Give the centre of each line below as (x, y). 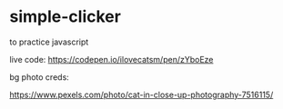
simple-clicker (65, 17)
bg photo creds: (40, 77)
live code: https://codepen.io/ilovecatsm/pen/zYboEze (111, 59)
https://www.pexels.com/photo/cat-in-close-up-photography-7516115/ (141, 94)
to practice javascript (49, 42)
